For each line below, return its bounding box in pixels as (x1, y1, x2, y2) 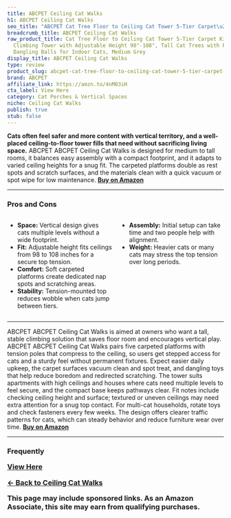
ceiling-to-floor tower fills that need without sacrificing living (28, 139, 208, 147)
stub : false (7, 112, 41, 119)
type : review (7, 61, 45, 68)
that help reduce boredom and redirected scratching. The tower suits (7, 371, 203, 379)
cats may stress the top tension (129, 250, 218, 259)
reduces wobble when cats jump (16, 294, 110, 302)
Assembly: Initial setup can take (129, 221, 221, 229)
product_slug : (7, 68, 48, 74)
